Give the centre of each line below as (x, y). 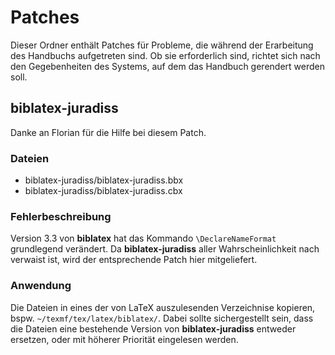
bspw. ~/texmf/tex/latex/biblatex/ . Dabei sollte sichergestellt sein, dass (162, 318)
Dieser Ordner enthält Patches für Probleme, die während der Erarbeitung (162, 45)
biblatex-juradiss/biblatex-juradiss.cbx (103, 191)
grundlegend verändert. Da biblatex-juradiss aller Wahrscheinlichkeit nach (165, 249)
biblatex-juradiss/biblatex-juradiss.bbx (104, 180)
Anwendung (41, 286)
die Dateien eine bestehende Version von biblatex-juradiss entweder (153, 328)
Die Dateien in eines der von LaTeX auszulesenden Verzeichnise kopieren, (163, 307)
